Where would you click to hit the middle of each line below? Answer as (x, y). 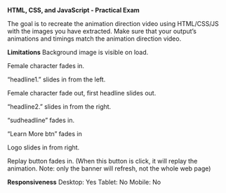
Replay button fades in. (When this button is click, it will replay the (102, 161)
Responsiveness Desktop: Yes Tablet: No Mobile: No (84, 182)
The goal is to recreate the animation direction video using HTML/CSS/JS (113, 24)
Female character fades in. (46, 66)
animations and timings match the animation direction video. (94, 39)
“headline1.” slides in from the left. (56, 79)
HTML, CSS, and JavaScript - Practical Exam (74, 10)
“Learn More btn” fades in (45, 134)
